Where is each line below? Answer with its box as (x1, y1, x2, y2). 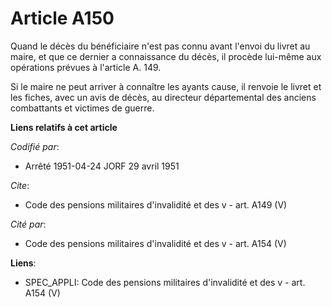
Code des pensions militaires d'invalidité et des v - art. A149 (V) (24, 198, 288, 211)
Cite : (10, 179, 30, 191)
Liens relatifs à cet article (10, 121, 118, 133)
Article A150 (10, 7, 115, 30)
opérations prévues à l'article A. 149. (10, 61, 162, 73)
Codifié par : (10, 140, 60, 152)
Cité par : (10, 218, 47, 230)
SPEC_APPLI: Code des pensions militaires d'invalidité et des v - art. (24, 276, 306, 288)
